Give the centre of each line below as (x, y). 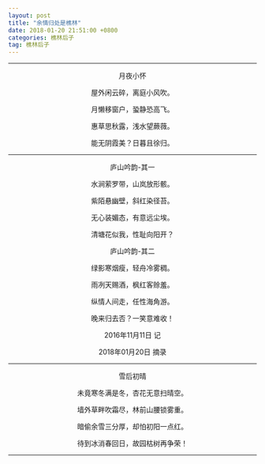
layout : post (30, 15)
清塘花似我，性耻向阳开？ (132, 235)
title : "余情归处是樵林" (45, 23)
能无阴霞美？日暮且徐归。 (132, 143)
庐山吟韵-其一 (132, 168)
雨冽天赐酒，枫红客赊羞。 (132, 285)
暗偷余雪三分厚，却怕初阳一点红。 (132, 427)
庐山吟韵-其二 (132, 251)
